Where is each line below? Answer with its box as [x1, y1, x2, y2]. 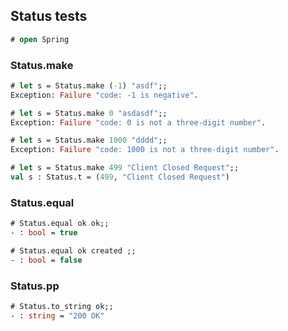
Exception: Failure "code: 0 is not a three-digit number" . [10, 117, 267, 128]
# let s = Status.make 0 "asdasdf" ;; [10, 108, 168, 118]
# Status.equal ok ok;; [10, 219, 110, 229]
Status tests [10, 8, 88, 25]
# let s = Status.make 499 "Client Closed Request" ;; [10, 163, 240, 173]
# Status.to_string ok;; [10, 302, 114, 312]
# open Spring [10, 34, 70, 44]
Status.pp [10, 279, 60, 293]
